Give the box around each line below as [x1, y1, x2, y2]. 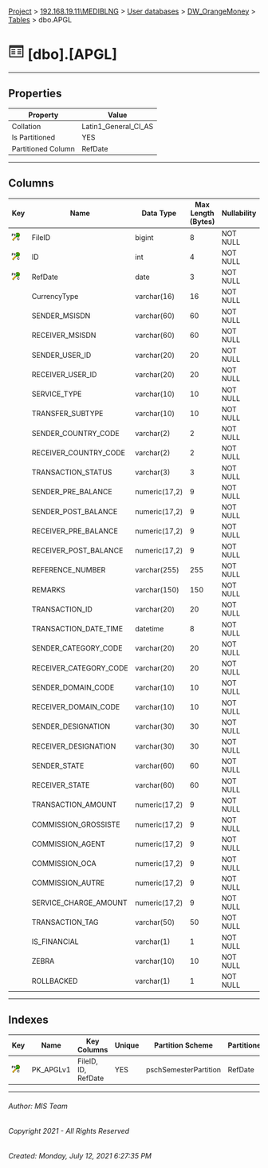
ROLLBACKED [31, 976, 78, 985]
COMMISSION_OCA [31, 859, 97, 868]
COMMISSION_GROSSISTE [31, 820, 121, 829]
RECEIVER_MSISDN [31, 331, 97, 340]
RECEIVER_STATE [31, 781, 90, 790]
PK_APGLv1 [31, 1065, 71, 1075]
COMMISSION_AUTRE [31, 878, 105, 888]
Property [28, 110, 59, 120]
